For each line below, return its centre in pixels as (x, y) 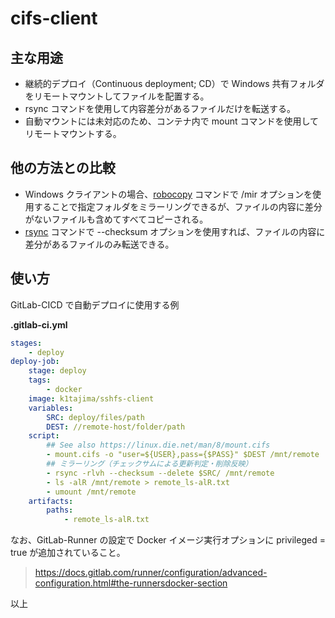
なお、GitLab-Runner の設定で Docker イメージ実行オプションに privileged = (168, 540)
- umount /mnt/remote (91, 492)
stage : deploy (57, 371)
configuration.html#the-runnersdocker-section (131, 583)
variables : (51, 408)
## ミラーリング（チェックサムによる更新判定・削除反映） (149, 464)
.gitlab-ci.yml (39, 324)
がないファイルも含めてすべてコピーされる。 (116, 219)
